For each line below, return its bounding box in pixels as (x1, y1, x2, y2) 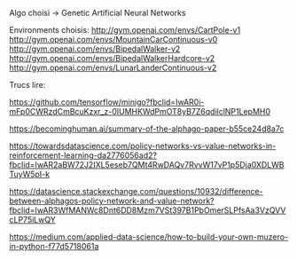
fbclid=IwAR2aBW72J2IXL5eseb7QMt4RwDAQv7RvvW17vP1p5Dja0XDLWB (9, 160, 285, 169)
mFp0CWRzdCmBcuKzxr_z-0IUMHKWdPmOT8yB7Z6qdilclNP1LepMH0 (9, 106, 271, 116)
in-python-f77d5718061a (9, 241, 99, 251)
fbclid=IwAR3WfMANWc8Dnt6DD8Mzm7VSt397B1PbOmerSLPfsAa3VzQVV (9, 205, 286, 216)
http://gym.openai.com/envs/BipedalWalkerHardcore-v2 (9, 53, 215, 63)
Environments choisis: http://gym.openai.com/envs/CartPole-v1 (9, 25, 241, 35)
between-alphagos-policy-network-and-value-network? (9, 195, 215, 206)
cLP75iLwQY (9, 215, 56, 225)
